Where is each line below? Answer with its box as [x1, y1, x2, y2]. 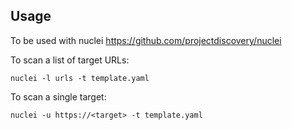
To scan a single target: [10, 90, 107, 103]
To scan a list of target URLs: [10, 54, 130, 66]
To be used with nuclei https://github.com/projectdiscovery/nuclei [10, 34, 282, 46]
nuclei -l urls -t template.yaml [10, 73, 150, 83]
